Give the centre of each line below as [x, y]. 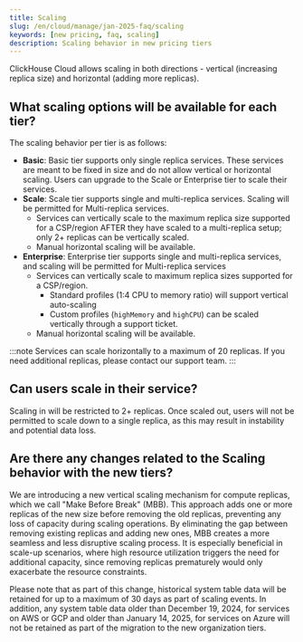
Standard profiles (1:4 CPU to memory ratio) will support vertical [169, 295]
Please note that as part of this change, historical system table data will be [148, 589]
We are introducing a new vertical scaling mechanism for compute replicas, [150, 494]
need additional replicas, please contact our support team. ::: [123, 361]
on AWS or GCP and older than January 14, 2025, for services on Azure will [150, 618]
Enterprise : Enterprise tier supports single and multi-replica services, [152, 257]
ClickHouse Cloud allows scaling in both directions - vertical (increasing [143, 69]
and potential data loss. [53, 430]
